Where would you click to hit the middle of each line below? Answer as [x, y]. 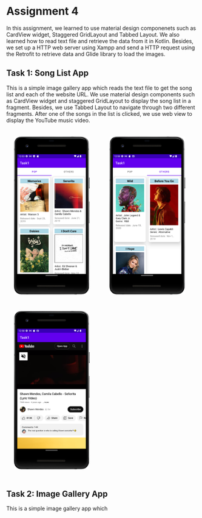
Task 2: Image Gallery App [57, 494]
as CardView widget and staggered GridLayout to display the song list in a [99, 101]
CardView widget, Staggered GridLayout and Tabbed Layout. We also [93, 34]
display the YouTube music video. [48, 120]
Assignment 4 [42, 11]
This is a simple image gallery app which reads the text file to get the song [99, 88]
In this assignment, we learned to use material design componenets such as [101, 28]
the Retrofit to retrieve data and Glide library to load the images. [86, 54]
